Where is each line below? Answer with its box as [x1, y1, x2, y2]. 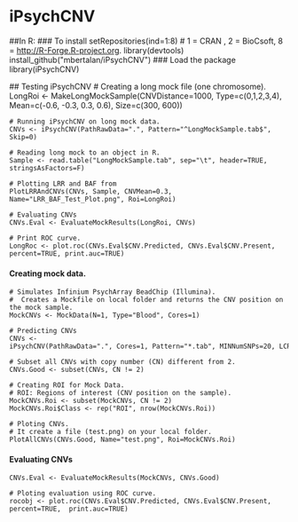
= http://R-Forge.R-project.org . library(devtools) [9, 44, 184, 55]
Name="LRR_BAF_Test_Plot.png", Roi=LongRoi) [9, 194, 176, 203]
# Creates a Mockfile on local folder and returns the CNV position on [9, 296, 284, 304]
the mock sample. [9, 304, 74, 312]
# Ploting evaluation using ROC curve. [9, 489, 157, 498]
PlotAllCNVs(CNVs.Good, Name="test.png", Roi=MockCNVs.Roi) [9, 435, 237, 445]
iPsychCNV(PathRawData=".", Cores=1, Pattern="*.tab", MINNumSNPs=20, [9, 342, 276, 352]
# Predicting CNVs [9, 327, 77, 336]
